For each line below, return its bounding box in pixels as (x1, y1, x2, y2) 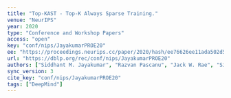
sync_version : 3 (7, 68, 54, 75)
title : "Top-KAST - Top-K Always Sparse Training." (7, 10, 158, 17)
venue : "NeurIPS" (7, 17, 57, 23)
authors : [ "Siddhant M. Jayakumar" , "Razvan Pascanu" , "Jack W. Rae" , (7, 61, 214, 68)
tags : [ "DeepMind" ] (7, 81, 63, 88)
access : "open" (7, 36, 51, 43)
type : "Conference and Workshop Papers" (7, 29, 125, 37)
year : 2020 (7, 23, 38, 30)
